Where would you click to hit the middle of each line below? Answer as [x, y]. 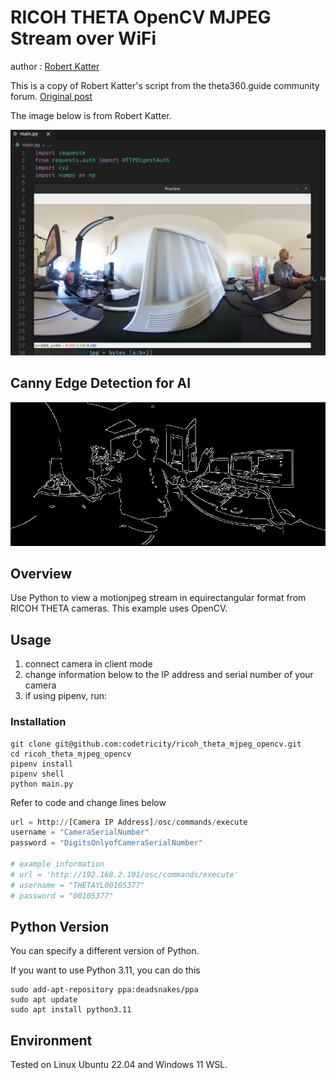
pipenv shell [37, 774]
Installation [38, 722]
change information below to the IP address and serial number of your [169, 675]
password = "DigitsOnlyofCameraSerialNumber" [106, 843]
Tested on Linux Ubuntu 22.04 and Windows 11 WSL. [119, 1065]
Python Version [60, 926]
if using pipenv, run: [66, 696]
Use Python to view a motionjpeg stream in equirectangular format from [158, 598]
